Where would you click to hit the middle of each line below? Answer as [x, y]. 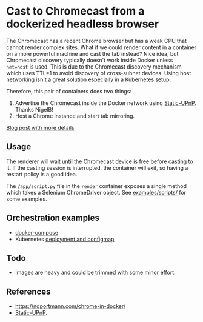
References [28, 291]
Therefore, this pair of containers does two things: [69, 91]
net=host [17, 67]
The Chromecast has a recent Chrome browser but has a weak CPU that [96, 41]
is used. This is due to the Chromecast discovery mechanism [105, 66]
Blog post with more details [40, 127]
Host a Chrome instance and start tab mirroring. [75, 116]
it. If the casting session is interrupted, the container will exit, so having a [97, 167]
